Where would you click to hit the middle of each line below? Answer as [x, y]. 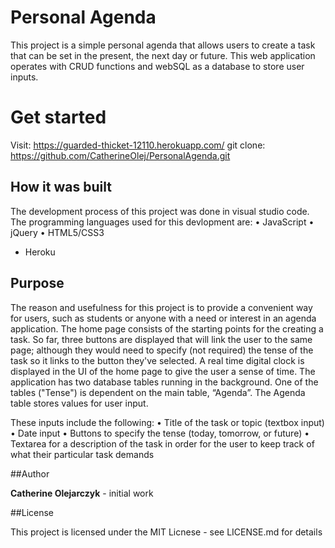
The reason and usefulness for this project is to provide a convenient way [161, 307]
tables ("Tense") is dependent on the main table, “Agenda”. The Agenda [158, 392]
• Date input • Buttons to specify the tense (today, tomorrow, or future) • [160, 433]
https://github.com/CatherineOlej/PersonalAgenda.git [120, 155]
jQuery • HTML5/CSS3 [57, 232]
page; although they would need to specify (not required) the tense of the [162, 350]
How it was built [61, 187]
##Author [30, 473]
